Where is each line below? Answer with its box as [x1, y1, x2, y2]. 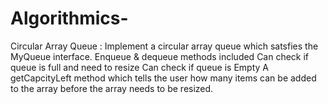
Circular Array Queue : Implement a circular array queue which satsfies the [10, 40, 319, 52]
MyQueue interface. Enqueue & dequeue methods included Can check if [10, 50, 310, 62]
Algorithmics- [10, 7, 129, 30]
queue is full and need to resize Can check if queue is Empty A [10, 61, 269, 73]
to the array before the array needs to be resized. [10, 82, 214, 94]
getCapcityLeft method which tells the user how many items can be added [10, 72, 317, 84]
